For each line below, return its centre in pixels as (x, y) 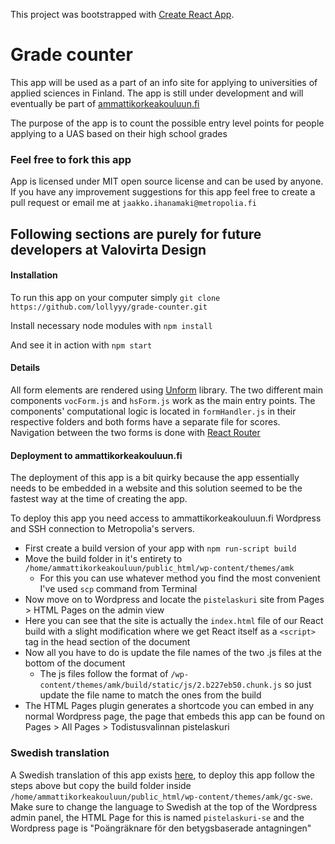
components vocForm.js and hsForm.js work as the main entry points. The (163, 401)
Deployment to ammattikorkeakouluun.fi (96, 455)
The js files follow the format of (104, 674)
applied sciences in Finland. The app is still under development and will (157, 93)
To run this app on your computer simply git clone (115, 297)
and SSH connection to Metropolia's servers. (102, 529)
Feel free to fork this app (71, 159)
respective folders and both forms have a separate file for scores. (145, 422)
